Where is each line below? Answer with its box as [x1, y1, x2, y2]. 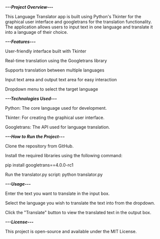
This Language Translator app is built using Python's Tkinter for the [5, 14, 141, 19]
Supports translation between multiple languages [5, 67, 105, 73]
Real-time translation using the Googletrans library [5, 58, 107, 63]
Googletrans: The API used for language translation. [5, 124, 110, 130]
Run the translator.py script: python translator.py [5, 171, 103, 177]
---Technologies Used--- [5, 96, 57, 101]
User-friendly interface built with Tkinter [5, 48, 87, 54]
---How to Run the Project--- [5, 134, 65, 139]
